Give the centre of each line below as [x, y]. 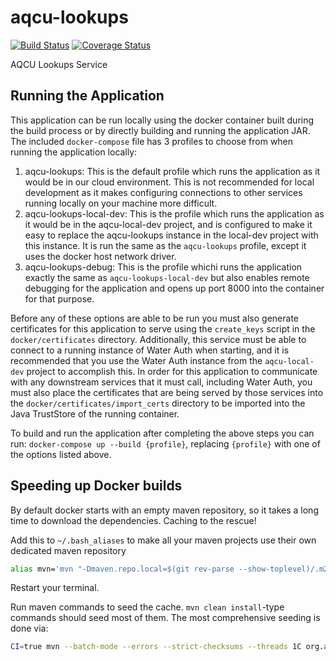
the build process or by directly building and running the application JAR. [160, 130]
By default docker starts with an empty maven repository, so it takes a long [164, 510]
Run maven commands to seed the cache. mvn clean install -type [147, 607]
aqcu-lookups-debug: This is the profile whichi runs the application [163, 267]
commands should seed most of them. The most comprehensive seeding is [165, 618]
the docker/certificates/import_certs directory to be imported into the [158, 403]
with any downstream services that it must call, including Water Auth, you [161, 382]
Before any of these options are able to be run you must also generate [154, 318]
